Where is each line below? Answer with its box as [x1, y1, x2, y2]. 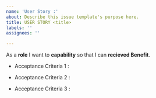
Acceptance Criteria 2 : [14, 74, 70, 81]
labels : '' [6, 24, 33, 31]
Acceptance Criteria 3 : [14, 85, 70, 92]
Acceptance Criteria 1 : [14, 62, 69, 70]
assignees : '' [6, 30, 41, 36]
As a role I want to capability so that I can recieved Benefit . [6, 51, 150, 58]
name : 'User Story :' [6, 8, 59, 15]
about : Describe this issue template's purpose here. [6, 14, 140, 20]
